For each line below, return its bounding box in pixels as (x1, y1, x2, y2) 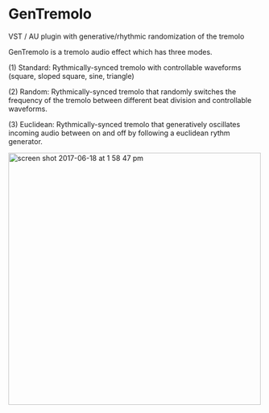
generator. (8, 136, 43, 146)
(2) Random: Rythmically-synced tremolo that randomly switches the (8, 86, 237, 97)
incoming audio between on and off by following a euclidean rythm (8, 128, 231, 138)
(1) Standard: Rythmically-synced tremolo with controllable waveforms (8, 62, 242, 72)
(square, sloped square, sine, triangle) (8, 71, 134, 81)
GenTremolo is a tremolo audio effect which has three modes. (8, 47, 213, 56)
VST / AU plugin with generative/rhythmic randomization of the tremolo (8, 31, 245, 41)
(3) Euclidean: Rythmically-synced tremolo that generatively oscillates (8, 119, 241, 129)
